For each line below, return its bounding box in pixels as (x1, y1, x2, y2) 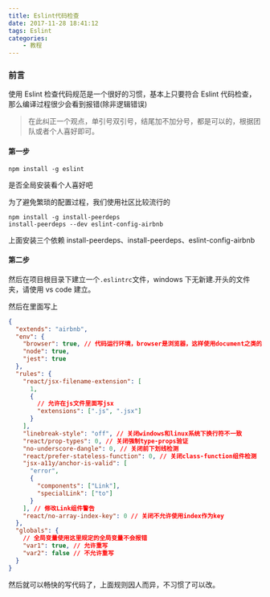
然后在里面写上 (8, 301, 58, 311)
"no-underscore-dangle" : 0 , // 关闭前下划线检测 (22, 444, 179, 452)
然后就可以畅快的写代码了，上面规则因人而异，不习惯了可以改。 (8, 579, 219, 589)
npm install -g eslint (8, 165, 84, 173)
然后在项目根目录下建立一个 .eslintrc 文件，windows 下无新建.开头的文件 (8, 274, 251, 284)
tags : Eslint (8, 27, 52, 35)
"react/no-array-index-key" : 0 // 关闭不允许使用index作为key (22, 512, 225, 520)
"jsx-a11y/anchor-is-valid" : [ (22, 460, 128, 468)
